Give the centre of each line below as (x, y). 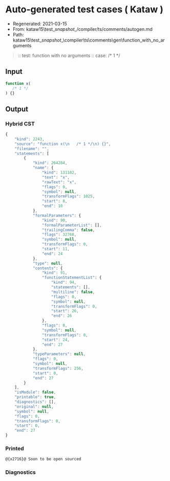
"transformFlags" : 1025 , (68, 196)
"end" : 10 (52, 206)
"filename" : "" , (32, 149)
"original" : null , (34, 406)
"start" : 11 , (56, 249)
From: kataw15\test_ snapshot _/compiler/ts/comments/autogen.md (82, 29)
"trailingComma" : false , (68, 230)
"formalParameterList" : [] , (72, 225)
